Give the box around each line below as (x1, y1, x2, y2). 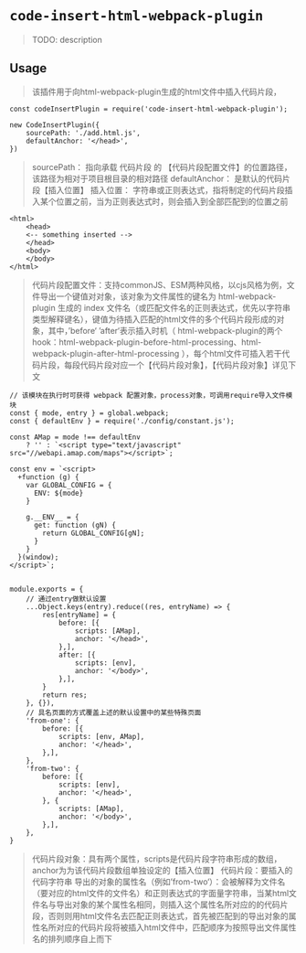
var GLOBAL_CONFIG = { (26, 480, 112, 489)
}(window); (17, 552, 59, 562)
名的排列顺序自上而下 (31, 933, 112, 944)
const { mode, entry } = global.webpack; (9, 408, 170, 418)
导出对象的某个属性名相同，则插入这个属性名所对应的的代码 (56, 899, 280, 910)
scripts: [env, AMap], (58, 732, 145, 741)
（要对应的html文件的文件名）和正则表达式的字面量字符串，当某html (31, 887, 290, 898)
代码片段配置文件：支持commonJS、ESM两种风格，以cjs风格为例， (31, 279, 288, 290)
